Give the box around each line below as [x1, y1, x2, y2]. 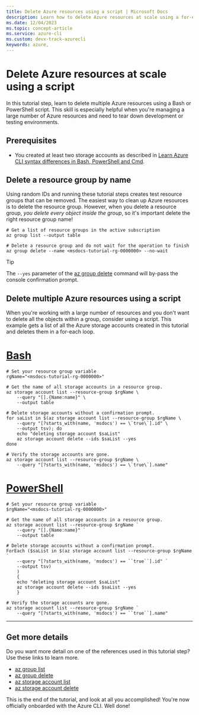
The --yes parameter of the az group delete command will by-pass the [6, 270, 179, 277]
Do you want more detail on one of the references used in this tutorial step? [6, 647, 191, 654]
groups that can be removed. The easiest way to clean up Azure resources [6, 197, 188, 204]
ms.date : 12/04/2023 [6, 20, 57, 26]
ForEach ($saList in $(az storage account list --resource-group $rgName [6, 548, 192, 554]
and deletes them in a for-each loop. [6, 328, 95, 335]
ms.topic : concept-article [6, 25, 73, 31]
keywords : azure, [6, 42, 49, 48]
